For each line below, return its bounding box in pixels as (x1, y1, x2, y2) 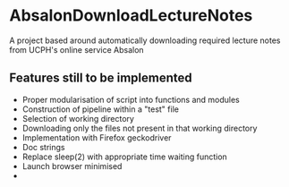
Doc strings (21, 141, 65, 152)
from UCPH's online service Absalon (9, 44, 145, 55)
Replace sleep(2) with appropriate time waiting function (21, 151, 228, 162)
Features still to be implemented (9, 71, 192, 86)
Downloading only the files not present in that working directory (21, 123, 258, 133)
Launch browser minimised (21, 160, 123, 171)
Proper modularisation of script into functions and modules (21, 94, 240, 105)
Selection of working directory (21, 113, 134, 123)
